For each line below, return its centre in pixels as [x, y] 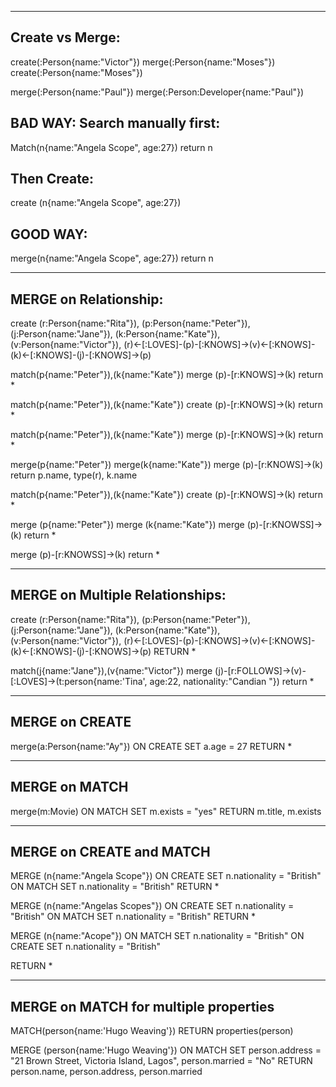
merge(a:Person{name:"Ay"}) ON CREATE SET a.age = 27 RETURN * [151, 746]
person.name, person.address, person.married [106, 1072]
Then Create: [52, 179]
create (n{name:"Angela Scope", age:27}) [96, 203]
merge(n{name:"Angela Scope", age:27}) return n [112, 258]
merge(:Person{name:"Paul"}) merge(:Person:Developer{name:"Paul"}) [157, 92]
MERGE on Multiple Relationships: [118, 595]
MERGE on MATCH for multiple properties [142, 1006]
